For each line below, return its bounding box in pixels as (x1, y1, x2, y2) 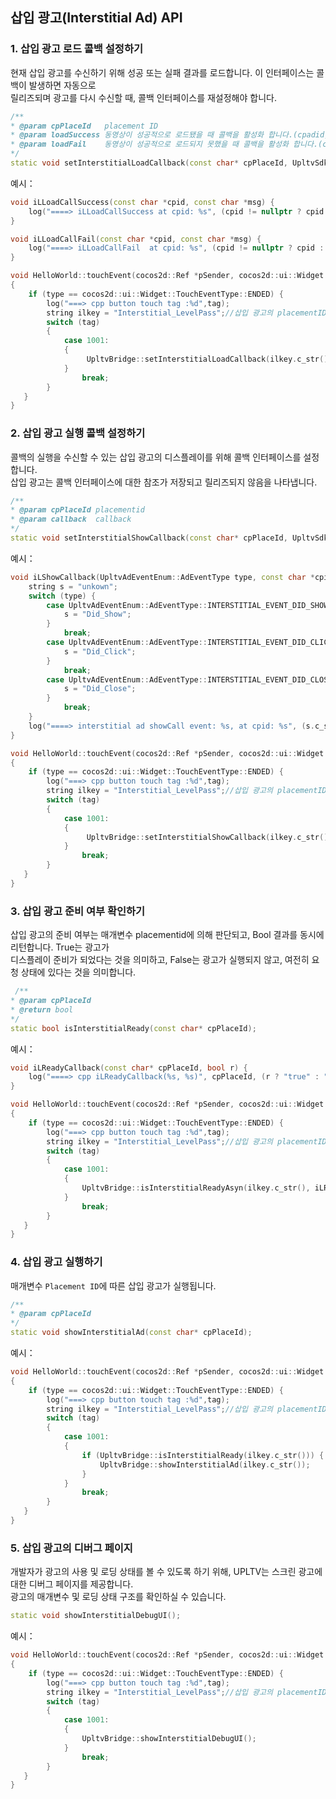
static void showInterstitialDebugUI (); (10, 1611, 182, 1621)
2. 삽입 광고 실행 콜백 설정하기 (10, 426, 146, 440)
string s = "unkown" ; (28, 581, 118, 592)
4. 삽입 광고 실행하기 (10, 1255, 103, 1269)
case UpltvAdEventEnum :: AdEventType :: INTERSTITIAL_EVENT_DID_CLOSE (46, 674, 333, 685)
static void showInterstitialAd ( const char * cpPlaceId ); (10, 1328, 253, 1338)
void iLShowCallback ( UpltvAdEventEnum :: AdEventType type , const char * (10, 572, 315, 582)
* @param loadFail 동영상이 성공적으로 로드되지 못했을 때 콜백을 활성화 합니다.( (10, 139, 323, 150)
